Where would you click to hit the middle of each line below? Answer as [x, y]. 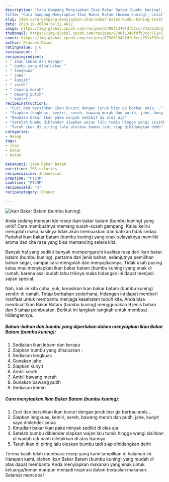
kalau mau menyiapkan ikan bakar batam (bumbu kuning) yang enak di [78, 268]
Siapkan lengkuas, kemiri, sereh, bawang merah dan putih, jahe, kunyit [86, 417]
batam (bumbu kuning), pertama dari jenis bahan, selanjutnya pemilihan [79, 257]
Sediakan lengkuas [32, 355]
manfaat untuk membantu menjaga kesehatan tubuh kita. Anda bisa [75, 299]
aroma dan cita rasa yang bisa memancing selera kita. [61, 242]
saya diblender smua [34, 422]
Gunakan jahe [27, 361]
